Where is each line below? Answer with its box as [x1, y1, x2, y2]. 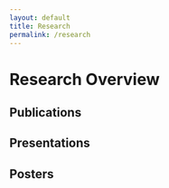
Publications [9, 105, 82, 120]
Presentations [9, 136, 90, 151]
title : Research [9, 22, 70, 31]
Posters [9, 166, 54, 182]
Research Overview [9, 69, 160, 89]
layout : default [9, 13, 70, 23]
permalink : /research [9, 30, 91, 39]
